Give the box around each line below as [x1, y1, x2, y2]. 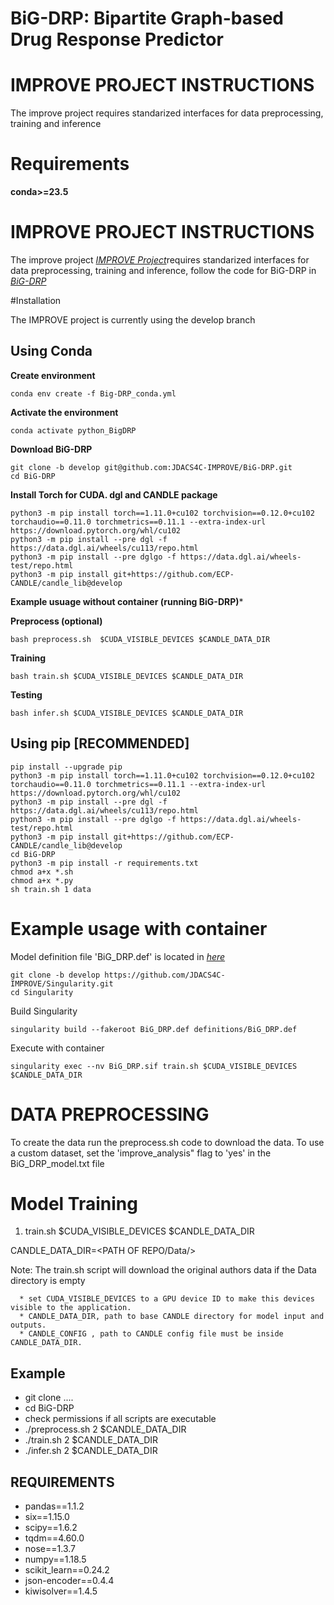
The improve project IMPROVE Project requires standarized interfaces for [10, 254, 310, 266]
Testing [10, 688, 43, 701]
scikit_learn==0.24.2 [24, 1564, 110, 1576]
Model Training [10, 1192, 138, 1215]
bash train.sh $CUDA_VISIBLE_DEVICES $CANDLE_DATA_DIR [10, 671, 244, 681]
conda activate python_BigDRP [10, 425, 137, 436]
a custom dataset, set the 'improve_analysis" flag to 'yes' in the [10, 1147, 272, 1159]
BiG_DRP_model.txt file [10, 1157, 105, 1169]
